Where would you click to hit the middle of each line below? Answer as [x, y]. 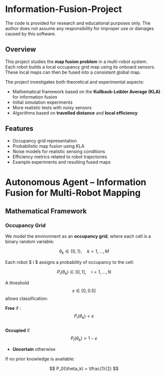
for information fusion [35, 97]
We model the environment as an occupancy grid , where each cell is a [78, 236]
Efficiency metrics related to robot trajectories [60, 157]
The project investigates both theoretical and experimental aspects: [75, 82]
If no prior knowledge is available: [40, 358]
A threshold [17, 283]
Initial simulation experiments [42, 102]
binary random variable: [30, 242]
